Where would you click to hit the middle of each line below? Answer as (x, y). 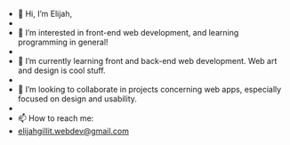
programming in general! (63, 42)
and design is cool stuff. (61, 70)
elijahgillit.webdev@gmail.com (73, 131)
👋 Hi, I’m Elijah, (45, 14)
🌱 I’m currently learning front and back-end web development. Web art (147, 61)
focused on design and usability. (77, 99)
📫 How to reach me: (56, 118)
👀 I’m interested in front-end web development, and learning (128, 32)
